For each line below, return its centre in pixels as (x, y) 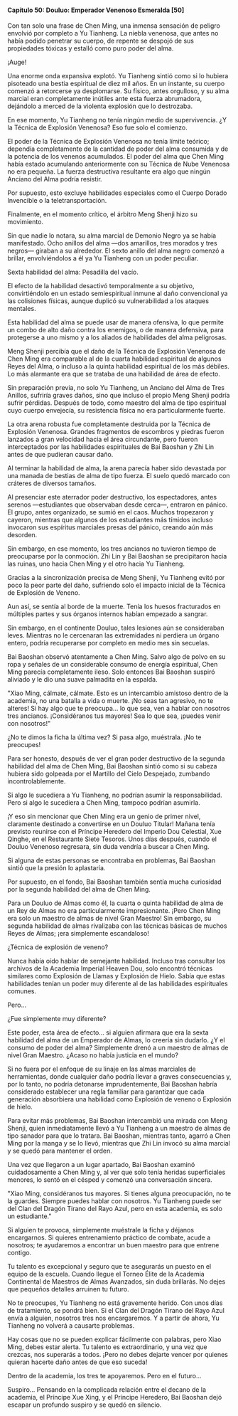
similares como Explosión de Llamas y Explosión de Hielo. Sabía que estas (116, 976)
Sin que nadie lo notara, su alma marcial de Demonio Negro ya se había (112, 236)
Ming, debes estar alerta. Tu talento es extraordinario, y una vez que (107, 1347)
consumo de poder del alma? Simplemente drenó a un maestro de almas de (118, 1048)
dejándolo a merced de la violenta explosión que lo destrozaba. (100, 106)
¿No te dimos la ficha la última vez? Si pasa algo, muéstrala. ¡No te (104, 737)
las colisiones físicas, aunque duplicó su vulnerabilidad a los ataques (108, 301)
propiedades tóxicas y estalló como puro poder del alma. (91, 48)
